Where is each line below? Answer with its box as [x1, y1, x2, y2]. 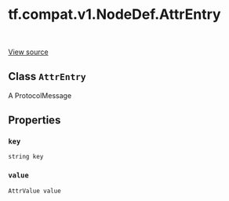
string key [8, 153, 44, 161]
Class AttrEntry [8, 70, 86, 83]
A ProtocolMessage [8, 90, 72, 100]
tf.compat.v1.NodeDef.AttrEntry [8, 5, 221, 24]
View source [8, 47, 49, 57]
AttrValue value [8, 187, 61, 195]
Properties [8, 114, 61, 127]
